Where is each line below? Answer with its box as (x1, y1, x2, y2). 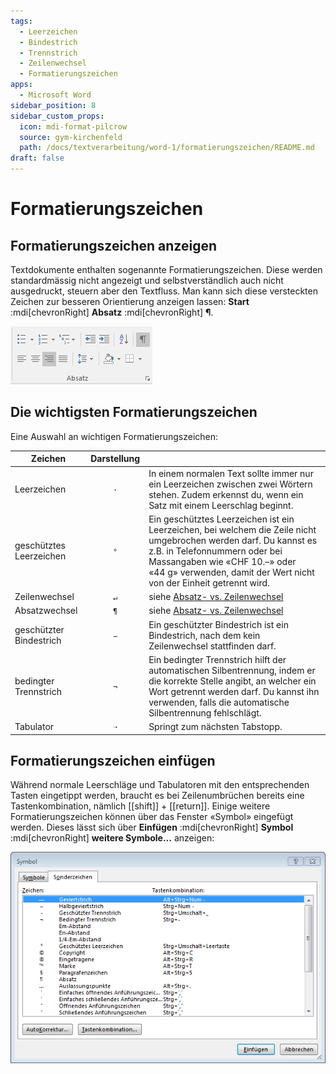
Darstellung (90, 453, 141, 465)
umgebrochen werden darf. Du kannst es (148, 534, 318, 546)
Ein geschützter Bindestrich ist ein (148, 618, 289, 630)
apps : (10, 80, 33, 90)
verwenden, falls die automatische (148, 696, 290, 708)
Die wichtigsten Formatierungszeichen (10, 404, 258, 421)
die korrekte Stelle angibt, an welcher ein (148, 675, 317, 687)
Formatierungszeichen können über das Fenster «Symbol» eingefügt (10, 811, 294, 823)
